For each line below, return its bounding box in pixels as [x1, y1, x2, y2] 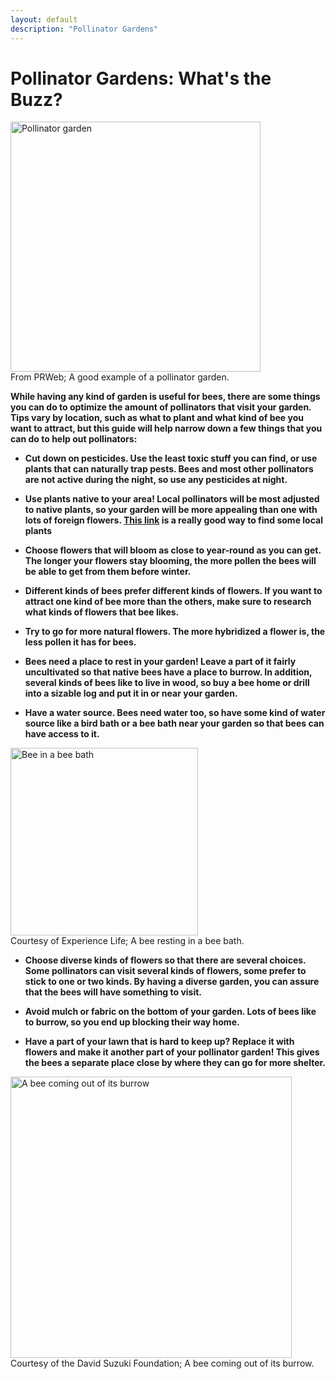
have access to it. [24, 728, 100, 740]
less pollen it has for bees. [24, 636, 137, 648]
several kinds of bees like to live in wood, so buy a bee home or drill [24, 677, 310, 689]
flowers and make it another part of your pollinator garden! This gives [24, 1046, 320, 1058]
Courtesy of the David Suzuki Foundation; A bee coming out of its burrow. [10, 1357, 315, 1370]
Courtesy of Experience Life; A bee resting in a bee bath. [10, 935, 245, 947]
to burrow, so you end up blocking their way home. [24, 1016, 240, 1028]
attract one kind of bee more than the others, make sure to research [24, 596, 312, 608]
